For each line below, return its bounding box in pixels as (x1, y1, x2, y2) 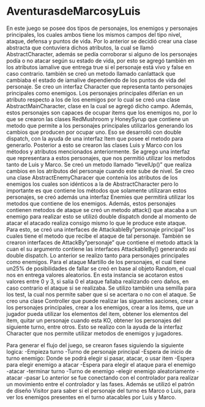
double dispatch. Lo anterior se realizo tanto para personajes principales (6, 252, 190, 259)
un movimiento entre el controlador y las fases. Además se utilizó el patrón (6, 380, 195, 387)
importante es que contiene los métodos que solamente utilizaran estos (6, 186, 187, 194)
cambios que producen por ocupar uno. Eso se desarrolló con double (6, 128, 182, 136)
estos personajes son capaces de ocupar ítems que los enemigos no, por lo (6, 109, 198, 116)
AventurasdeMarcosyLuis (6, 4, 141, 18)
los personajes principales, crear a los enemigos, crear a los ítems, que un (6, 304, 194, 311)
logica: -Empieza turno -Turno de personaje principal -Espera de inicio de (6, 348, 192, 355)
